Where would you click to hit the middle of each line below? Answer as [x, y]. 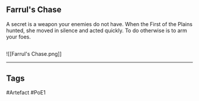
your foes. [19, 37]
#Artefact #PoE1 [26, 93]
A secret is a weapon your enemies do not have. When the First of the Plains [99, 24]
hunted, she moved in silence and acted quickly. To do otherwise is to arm [97, 30]
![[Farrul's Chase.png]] [34, 54]
